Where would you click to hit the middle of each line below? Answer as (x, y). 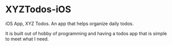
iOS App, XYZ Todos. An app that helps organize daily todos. (70, 24)
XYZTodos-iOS (38, 9)
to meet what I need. (27, 39)
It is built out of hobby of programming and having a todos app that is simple (86, 33)
